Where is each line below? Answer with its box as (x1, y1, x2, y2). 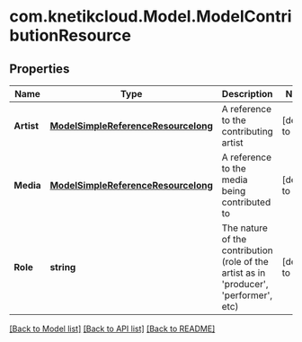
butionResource (9, 25, 132, 46)
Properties (9, 61, 70, 76)
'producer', (221, 278, 269, 290)
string (49, 261, 76, 273)
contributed (221, 196, 271, 208)
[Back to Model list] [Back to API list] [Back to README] (9, 323, 216, 334)
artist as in (221, 267, 266, 279)
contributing (221, 126, 274, 137)
